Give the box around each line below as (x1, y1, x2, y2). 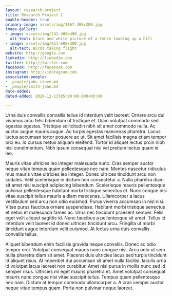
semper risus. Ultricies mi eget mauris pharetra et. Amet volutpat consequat (5, 268, 166, 275)
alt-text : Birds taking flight (10, 46, 77, 51)
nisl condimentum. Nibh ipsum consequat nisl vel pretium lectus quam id (5, 145, 159, 151)
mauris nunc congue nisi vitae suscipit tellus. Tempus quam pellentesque (5, 274, 160, 280)
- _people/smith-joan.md (5, 84, 59, 89)
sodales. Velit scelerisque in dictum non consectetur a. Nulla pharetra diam (5, 177, 164, 183)
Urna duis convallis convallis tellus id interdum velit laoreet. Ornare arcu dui (5, 112, 165, 118)
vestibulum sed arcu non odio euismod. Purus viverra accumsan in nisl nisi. (5, 198, 164, 205)
